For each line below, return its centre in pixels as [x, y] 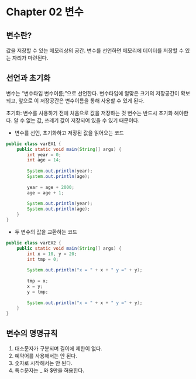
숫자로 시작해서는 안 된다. [44, 363]
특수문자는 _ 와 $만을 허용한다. [49, 370]
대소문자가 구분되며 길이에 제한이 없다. [58, 348]
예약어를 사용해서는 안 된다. [46, 356]
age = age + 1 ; [46, 193]
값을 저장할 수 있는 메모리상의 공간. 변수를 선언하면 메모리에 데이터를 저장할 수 [95, 51]
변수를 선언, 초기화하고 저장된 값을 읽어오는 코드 [69, 133]
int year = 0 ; [44, 155]
